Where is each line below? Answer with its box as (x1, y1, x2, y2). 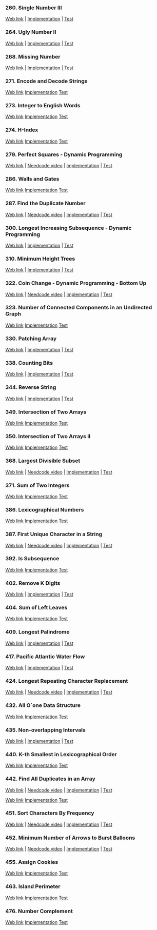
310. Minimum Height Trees (5, 255, 75, 262)
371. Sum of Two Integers (5, 482, 70, 489)
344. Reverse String (5, 384, 56, 391)
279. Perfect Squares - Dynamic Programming (5, 151, 123, 158)
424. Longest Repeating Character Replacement (5, 677, 128, 684)
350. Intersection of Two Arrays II (5, 432, 91, 440)
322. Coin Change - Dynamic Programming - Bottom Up (5, 280, 147, 287)
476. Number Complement (5, 907, 73, 915)
